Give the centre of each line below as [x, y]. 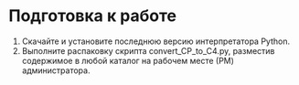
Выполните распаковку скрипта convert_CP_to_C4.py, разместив [148, 50]
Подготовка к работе [93, 16]
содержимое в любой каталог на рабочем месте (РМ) [128, 60]
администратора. [56, 70]
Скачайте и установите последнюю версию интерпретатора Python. [155, 41]
